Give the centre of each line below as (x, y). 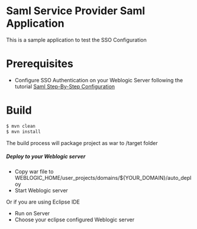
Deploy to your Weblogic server (46, 157)
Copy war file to (34, 171)
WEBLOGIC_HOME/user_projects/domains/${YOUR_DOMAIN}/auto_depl (103, 178)
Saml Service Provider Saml (76, 11)
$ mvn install (24, 131)
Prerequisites (40, 64)
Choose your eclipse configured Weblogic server (75, 220)
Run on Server (32, 213)
